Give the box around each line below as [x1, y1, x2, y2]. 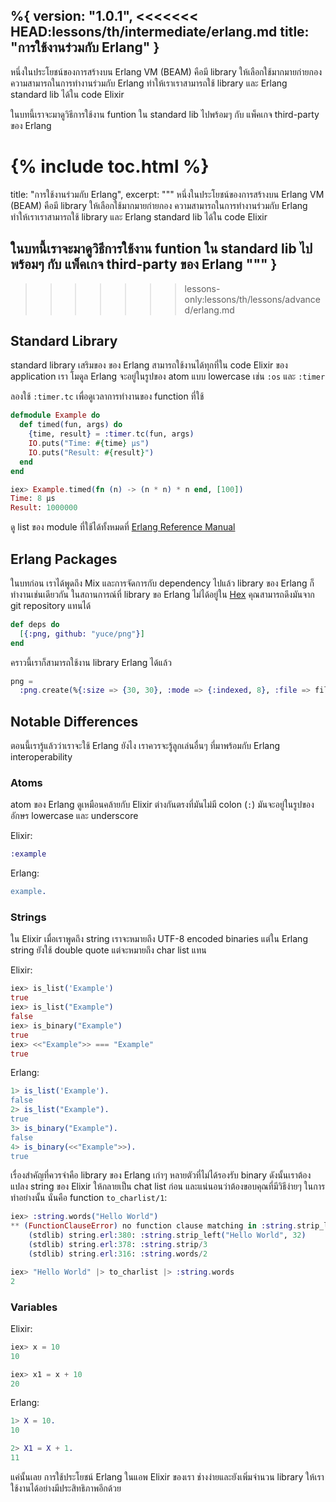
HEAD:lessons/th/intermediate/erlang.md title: [10, 24, 310, 41]
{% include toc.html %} [10, 155, 210, 178]
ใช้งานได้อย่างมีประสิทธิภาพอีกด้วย [10, 1482, 122, 1494]
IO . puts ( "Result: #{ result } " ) [28, 447, 155, 458]
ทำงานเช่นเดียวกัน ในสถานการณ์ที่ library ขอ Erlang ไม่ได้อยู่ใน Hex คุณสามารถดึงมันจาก [10, 588, 315, 600]
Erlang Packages [10, 550, 118, 568]
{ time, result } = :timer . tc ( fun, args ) [28, 429, 195, 439]
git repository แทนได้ [10, 599, 92, 611]
